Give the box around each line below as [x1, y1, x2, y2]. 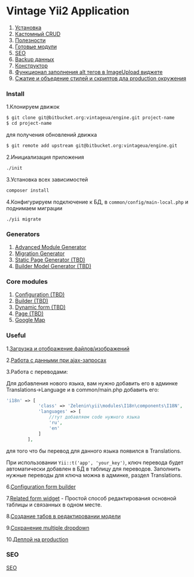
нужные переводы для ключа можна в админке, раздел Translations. [6, 471, 183, 478]
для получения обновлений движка [6, 131, 97, 138]
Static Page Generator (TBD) [14, 256, 85, 263]
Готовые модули [14, 43, 57, 50]
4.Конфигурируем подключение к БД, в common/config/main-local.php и [6, 198, 189, 205]
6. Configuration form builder [6, 483, 76, 490]
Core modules [6, 277, 48, 286]
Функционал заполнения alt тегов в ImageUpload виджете [14, 68, 163, 75]
